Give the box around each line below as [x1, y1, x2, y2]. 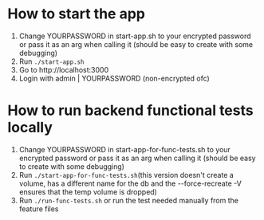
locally [7, 119, 53, 136]
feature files [18, 204, 59, 214]
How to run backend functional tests [7, 101, 254, 120]
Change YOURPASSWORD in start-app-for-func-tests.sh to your [18, 144, 231, 154]
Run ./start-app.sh [18, 57, 85, 66]
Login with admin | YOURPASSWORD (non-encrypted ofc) [18, 73, 211, 83]
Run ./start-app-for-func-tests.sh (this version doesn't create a [18, 170, 234, 179]
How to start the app [7, 5, 145, 23]
